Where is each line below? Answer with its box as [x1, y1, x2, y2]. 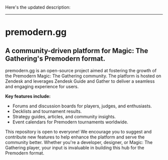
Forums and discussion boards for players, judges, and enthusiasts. [12, 103, 152, 109]
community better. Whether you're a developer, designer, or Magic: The [5, 139, 153, 145]
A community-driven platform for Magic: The [5, 46, 148, 55]
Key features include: [5, 93, 51, 99]
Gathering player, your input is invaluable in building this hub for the [5, 145, 144, 150]
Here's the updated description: [5, 5, 71, 10]
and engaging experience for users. [5, 84, 79, 89]
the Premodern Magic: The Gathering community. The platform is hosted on [5, 73, 161, 79]
